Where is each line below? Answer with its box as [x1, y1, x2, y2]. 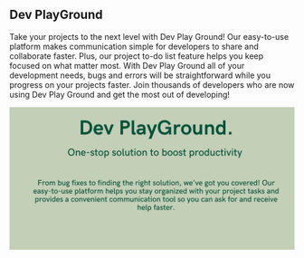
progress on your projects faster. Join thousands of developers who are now [9, 79, 295, 90]
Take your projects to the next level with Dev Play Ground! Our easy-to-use [9, 31, 290, 42]
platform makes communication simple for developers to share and [9, 41, 260, 52]
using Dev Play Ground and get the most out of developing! [9, 89, 231, 100]
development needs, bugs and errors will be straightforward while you [9, 70, 271, 81]
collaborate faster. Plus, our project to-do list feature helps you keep [9, 50, 264, 62]
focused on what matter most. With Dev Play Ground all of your [9, 60, 245, 71]
